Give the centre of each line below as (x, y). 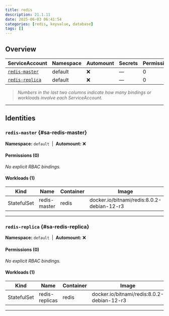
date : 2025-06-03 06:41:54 (33, 19)
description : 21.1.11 (28, 15)
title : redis (19, 10)
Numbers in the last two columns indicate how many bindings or (84, 92)
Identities (20, 118)
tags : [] (14, 29)
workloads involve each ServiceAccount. (60, 98)
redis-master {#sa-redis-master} (46, 133)
